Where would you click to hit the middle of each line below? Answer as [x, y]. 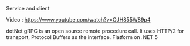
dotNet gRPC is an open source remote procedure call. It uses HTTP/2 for [95, 31]
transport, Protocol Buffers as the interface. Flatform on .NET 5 [82, 37]
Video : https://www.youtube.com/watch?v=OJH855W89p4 [78, 20]
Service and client [28, 8]
